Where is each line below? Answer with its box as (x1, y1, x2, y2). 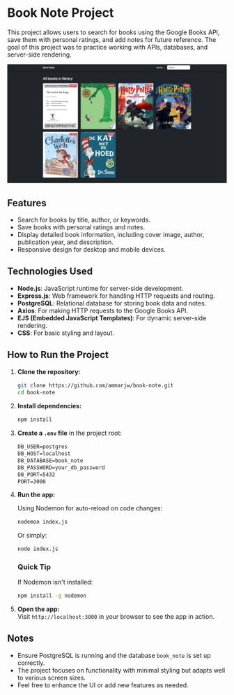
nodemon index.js (17, 519, 68, 526)
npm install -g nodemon (17, 592, 87, 599)
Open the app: (17, 605, 60, 613)
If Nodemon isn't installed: (17, 578, 93, 587)
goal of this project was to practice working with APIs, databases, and (7, 43, 208, 51)
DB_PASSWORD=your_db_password (17, 464, 106, 471)
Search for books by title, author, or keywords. (17, 215, 151, 224)
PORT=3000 (17, 478, 47, 485)
